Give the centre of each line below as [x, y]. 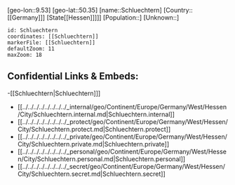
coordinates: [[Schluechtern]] [53, 36]
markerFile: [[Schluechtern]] [52, 43]
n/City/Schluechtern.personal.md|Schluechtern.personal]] [101, 159]
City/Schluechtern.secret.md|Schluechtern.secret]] [92, 174]
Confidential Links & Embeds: [73, 76]
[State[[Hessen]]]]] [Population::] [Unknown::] [113, 18]
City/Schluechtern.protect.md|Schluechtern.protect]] [94, 129]
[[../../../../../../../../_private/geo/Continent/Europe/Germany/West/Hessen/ [122, 137]
